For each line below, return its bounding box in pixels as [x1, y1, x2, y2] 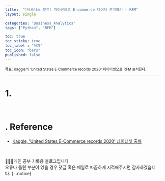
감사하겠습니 [132, 164, 156, 170]
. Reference [5, 121, 53, 132]
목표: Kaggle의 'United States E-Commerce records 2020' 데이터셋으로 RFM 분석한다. [5, 67, 147, 72]
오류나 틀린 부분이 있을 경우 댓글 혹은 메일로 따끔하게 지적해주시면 [5, 164, 131, 170]
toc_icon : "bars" [5, 48, 41, 53]
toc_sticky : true [5, 39, 41, 44]
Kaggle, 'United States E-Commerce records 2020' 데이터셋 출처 [12, 138, 142, 144]
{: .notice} [11, 170, 32, 176]
